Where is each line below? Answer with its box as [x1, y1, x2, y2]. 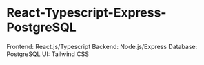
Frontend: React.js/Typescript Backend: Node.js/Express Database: [6, 42, 198, 50]
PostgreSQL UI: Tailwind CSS [6, 50, 90, 58]
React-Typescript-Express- [6, 5, 167, 21]
